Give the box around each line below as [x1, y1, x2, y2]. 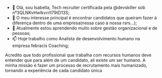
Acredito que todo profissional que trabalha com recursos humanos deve [5, 52, 152, 58]
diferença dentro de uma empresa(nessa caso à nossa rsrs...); [12, 20, 137, 26]
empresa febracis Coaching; [12, 43, 69, 48]
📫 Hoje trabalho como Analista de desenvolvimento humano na [12, 36, 140, 41]
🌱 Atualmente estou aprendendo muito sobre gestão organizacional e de [12, 25, 158, 31]
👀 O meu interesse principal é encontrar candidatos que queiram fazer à [12, 15, 157, 20]
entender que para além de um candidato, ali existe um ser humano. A [5, 57, 146, 63]
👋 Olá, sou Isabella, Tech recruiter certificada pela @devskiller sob [12, 5, 145, 10]
